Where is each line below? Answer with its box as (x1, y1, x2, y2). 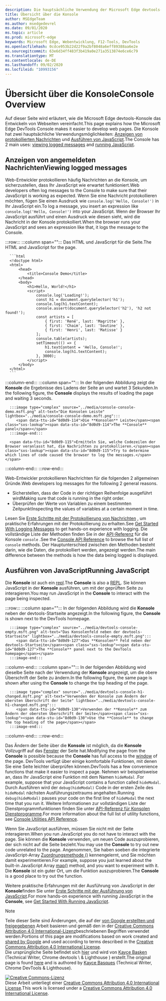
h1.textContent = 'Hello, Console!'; (44, 345, 123, 350)
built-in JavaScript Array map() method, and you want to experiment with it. (5, 862, 159, 868)
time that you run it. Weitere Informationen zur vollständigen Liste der (5, 800, 147, 806)
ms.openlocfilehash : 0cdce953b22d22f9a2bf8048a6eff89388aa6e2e (5, 44, 138, 49)
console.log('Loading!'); (36, 293, 90, 298)
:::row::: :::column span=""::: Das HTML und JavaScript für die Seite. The (5, 239, 152, 245)
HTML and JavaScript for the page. (5, 244, 77, 250)
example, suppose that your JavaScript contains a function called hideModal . (5, 779, 161, 785)
